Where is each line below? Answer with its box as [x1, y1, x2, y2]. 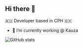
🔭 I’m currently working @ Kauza [12, 27, 78, 33]
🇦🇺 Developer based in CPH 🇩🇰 [5, 17, 72, 23]
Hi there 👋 [5, 5, 36, 13]
